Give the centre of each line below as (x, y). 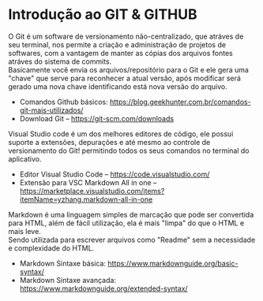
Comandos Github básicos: (64, 102)
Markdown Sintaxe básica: (63, 263)
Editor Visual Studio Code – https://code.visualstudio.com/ (115, 174)
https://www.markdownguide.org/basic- (173, 263)
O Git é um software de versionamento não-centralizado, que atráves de (126, 36)
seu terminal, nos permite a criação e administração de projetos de (117, 44)
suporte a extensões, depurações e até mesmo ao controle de (109, 142)
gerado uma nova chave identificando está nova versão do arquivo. (118, 86)
